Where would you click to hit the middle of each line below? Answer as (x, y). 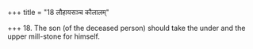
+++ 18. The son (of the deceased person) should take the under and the (126, 28)
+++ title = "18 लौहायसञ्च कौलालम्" (59, 12)
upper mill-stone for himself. (54, 36)
